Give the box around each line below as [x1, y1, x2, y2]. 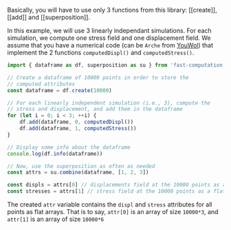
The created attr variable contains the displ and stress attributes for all [7, 200, 212, 209]
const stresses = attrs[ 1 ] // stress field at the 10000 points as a [7, 188, 211, 195]
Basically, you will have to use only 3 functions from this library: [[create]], [7, 6, 218, 14]
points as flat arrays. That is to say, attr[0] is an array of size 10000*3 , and [7, 208, 219, 216]
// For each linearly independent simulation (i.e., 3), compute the [7, 99, 211, 106]
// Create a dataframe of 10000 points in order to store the [7, 74, 189, 81]
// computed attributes [7, 81, 76, 87]
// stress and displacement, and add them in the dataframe [7, 106, 184, 113]
